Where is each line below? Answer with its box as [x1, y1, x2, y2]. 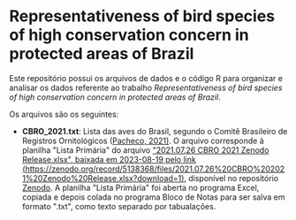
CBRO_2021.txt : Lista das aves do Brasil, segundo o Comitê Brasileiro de [21, 125, 288, 136]
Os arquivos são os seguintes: [9, 109, 119, 119]
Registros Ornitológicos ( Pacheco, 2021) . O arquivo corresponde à [21, 135, 265, 146]
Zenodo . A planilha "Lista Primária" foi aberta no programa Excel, [21, 182, 260, 193]
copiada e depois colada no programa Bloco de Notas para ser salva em [21, 192, 285, 202]
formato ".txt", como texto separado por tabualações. [21, 201, 216, 211]
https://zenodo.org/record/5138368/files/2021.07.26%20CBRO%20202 [25, 163, 285, 174]
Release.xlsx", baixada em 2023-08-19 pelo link [21, 154, 196, 164]
